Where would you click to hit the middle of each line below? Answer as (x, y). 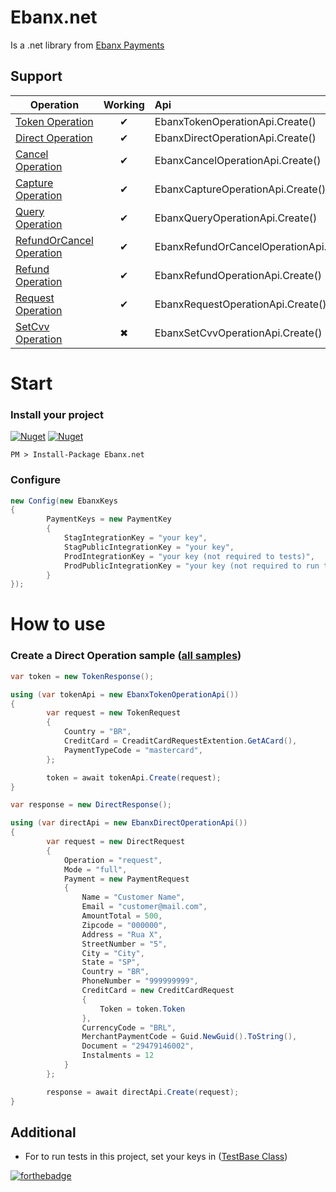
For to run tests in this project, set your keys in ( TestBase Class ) (156, 1157)
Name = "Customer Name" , (133, 897)
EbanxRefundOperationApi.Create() (238, 275)
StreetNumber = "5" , (124, 944)
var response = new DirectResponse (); (91, 805)
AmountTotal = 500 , (122, 916)
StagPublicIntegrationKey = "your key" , (149, 547)
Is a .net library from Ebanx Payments (87, 45)
